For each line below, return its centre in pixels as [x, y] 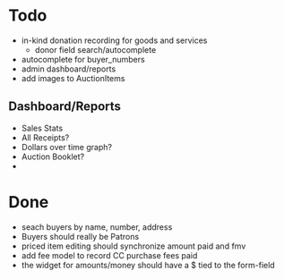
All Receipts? [45, 137]
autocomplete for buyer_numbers [83, 59]
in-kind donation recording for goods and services [114, 40]
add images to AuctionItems [73, 78]
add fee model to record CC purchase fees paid [109, 255]
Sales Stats [42, 128]
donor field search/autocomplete [95, 49]
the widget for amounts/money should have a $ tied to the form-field [148, 265]
